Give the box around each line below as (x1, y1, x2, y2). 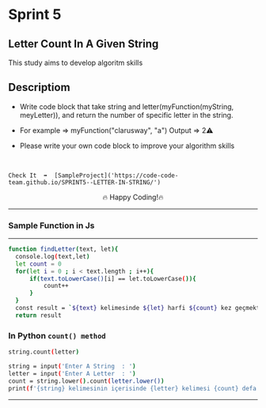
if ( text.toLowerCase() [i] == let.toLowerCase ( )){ (28, 274, 196, 282)
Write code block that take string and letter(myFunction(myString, (19, 101, 234, 111)
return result (15, 311, 62, 319)
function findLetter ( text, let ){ (8, 245, 119, 254)
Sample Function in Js (8, 220, 95, 231)
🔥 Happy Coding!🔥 (102, 192, 164, 202)
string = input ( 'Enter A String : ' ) (8, 362, 136, 371)
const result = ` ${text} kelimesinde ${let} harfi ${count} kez (15, 304, 232, 312)
